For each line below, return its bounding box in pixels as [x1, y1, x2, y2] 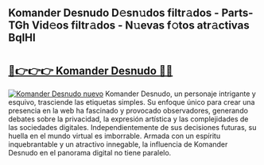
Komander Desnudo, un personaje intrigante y [105, 89, 256, 98]
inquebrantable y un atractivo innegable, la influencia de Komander [8, 140, 228, 149]
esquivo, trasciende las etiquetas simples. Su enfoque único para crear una [8, 98, 255, 106]
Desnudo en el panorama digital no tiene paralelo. [8, 148, 172, 157]
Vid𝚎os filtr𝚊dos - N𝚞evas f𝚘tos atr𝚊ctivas [31, 19, 250, 33]
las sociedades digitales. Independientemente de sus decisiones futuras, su [8, 123, 257, 132]
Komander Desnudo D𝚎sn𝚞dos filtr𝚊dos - [8, 6, 219, 20]
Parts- [221, 6, 254, 20]
